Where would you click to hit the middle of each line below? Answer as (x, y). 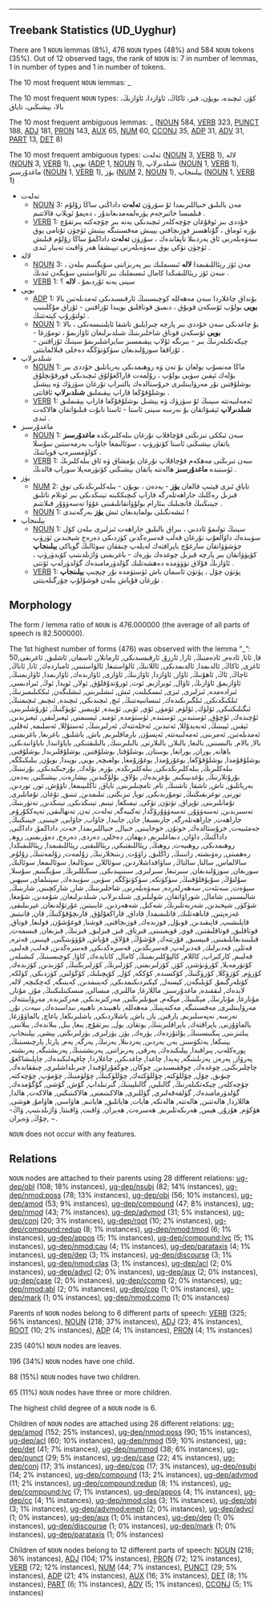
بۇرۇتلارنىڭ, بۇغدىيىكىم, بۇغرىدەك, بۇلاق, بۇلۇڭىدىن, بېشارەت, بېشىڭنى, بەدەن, (125, 777)
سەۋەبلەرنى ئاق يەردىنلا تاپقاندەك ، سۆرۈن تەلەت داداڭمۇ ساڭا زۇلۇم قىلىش (145, 239)
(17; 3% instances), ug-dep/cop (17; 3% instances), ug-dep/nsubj (148, 1466)
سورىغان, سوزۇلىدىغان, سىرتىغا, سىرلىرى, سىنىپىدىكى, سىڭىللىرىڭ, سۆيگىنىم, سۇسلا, (134, 870)
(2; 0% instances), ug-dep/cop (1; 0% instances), (139, 1289)
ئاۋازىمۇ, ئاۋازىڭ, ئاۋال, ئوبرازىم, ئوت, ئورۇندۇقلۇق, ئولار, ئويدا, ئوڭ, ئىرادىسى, (125, 683)
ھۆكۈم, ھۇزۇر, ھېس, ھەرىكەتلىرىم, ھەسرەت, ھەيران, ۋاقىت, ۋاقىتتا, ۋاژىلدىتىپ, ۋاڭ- (135, 1109)
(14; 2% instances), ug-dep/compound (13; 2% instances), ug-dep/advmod (134, 1475)
